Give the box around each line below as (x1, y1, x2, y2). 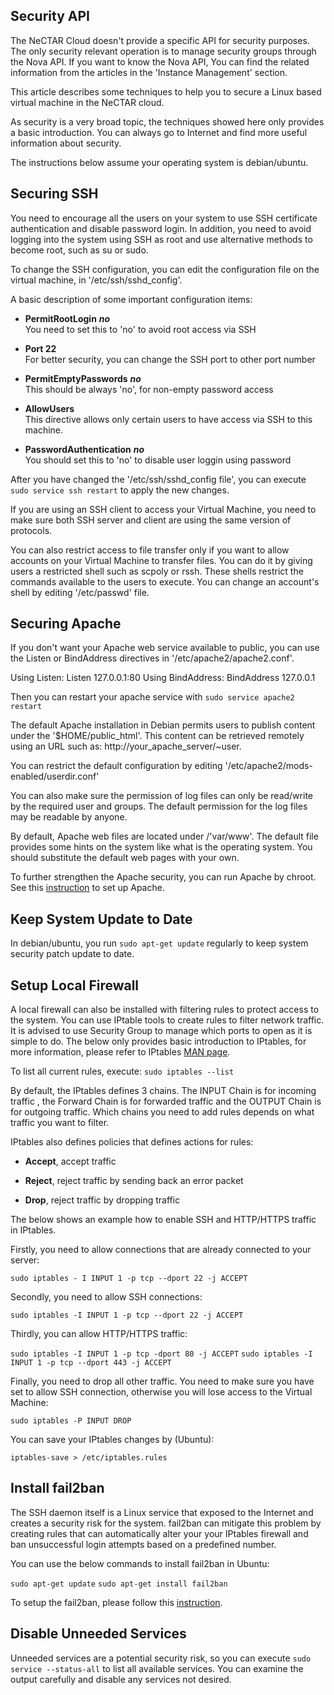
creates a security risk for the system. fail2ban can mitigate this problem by (10, 1517, 322, 1529)
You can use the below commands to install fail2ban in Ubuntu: (10, 1557, 270, 1569)
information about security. (10, 137, 122, 149)
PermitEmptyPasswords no (24, 372, 142, 384)
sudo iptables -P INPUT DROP (10, 1416, 132, 1426)
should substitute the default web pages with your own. (10, 852, 240, 864)
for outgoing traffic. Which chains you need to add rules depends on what (10, 1106, 315, 1118)
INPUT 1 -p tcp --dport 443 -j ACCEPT (10, 1358, 172, 1368)
